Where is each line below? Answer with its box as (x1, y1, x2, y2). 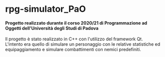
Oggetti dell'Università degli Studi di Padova (5, 25, 99, 31)
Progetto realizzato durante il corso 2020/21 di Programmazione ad (5, 20, 148, 26)
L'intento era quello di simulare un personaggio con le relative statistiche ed (5, 41, 161, 47)
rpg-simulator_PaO (5, 3, 86, 15)
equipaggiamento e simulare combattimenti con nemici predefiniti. (5, 47, 141, 53)
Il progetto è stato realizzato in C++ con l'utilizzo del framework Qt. (5, 36, 143, 42)
